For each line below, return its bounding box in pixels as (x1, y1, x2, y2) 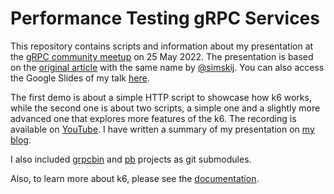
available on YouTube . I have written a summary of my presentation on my (10, 123, 315, 135)
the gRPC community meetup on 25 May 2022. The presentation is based (10, 50, 314, 62)
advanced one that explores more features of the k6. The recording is (10, 112, 297, 124)
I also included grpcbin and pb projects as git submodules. (10, 153, 252, 165)
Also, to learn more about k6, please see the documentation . (10, 172, 260, 184)
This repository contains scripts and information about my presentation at (10, 40, 314, 52)
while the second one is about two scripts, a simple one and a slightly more (10, 102, 321, 114)
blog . (10, 133, 32, 146)
